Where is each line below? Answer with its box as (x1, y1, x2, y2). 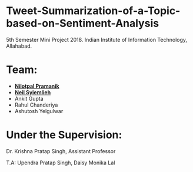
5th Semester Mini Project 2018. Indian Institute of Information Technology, (6, 36, 187, 43)
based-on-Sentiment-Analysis (6, 16, 159, 30)
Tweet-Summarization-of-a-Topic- (6, 4, 181, 18)
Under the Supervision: (6, 128, 122, 142)
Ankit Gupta (14, 95, 44, 102)
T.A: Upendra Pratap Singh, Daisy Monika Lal (6, 159, 115, 166)
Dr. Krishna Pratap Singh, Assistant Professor (6, 147, 116, 154)
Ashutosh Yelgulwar (14, 107, 64, 114)
